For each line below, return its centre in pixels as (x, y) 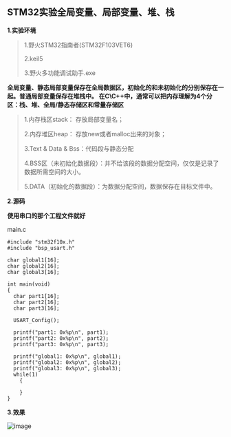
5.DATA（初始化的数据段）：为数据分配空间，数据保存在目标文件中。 (120, 186)
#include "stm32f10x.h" (41, 242)
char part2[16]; (36, 302)
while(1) (26, 374)
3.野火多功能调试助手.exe (60, 73)
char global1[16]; (33, 260)
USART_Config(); (36, 320)
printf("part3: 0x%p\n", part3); (61, 344)
